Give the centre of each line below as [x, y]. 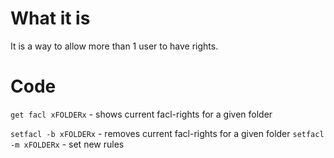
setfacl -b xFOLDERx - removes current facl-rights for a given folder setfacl [167, 133]
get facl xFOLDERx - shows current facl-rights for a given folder [141, 114]
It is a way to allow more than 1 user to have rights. [114, 46]
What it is [50, 18]
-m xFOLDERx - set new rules [67, 144]
